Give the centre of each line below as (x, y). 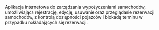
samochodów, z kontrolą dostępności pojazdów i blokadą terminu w (74, 17)
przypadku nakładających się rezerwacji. (46, 22)
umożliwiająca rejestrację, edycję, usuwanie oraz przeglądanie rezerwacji (80, 12)
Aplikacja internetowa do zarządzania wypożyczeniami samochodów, (76, 7)
